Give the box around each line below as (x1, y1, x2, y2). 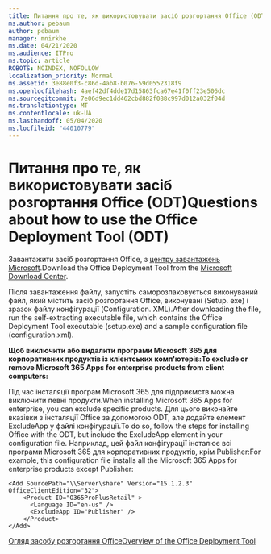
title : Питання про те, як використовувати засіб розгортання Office (8, 11, 248, 20)
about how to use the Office (8, 210, 198, 228)
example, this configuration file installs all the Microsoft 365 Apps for (8, 455, 237, 464)
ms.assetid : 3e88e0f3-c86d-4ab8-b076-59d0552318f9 (8, 79, 182, 87)
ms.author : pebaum (8, 19, 70, 27)
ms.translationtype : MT (8, 102, 89, 110)
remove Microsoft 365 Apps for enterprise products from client (8, 362, 225, 372)
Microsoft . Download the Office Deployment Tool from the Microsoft (8, 263, 232, 273)
